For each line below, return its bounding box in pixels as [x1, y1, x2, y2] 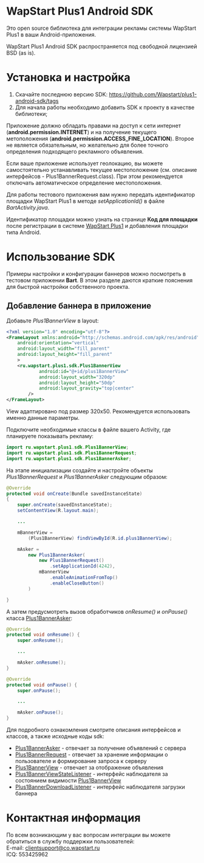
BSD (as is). [6, 49, 36, 56]
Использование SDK [6, 250, 115, 264]
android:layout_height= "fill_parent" [17, 352, 113, 358]
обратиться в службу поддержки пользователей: [6, 837, 135, 845]
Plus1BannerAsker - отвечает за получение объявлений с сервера [15, 745, 186, 751]
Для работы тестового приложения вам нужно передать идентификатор [6, 191, 195, 198]
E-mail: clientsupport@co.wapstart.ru [6, 844, 100, 851]
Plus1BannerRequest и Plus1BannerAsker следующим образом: [6, 473, 168, 480]
